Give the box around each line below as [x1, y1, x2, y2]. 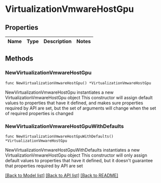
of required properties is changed [5, 110, 74, 116]
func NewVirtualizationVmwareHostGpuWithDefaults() [5, 134, 114, 139]
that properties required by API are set [5, 163, 83, 169]
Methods [5, 55, 34, 63]
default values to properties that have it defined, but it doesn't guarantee [5, 157, 153, 163]
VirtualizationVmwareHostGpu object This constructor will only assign [5, 152, 147, 158]
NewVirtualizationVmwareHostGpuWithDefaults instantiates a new [5, 147, 140, 153]
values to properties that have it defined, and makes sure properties [5, 100, 143, 106]
